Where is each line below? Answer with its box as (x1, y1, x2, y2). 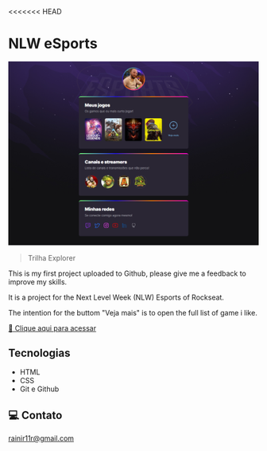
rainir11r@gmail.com (8, 433, 74, 443)
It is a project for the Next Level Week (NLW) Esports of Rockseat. (8, 292, 225, 302)
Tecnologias (8, 346, 71, 359)
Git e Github (19, 384, 60, 394)
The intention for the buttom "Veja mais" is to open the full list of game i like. (8, 308, 258, 317)
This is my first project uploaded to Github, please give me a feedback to (8, 269, 246, 278)
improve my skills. (8, 276, 68, 286)
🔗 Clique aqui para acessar (8, 323, 97, 333)
